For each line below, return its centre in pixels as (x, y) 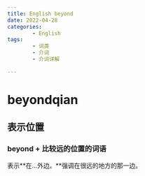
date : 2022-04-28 (33, 20)
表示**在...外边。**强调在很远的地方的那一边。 (75, 166)
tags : (15, 40)
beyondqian (43, 100)
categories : (25, 27)
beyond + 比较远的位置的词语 (57, 149)
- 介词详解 (46, 59)
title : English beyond (40, 14)
